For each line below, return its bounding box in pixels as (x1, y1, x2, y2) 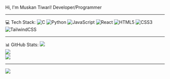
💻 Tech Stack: (5, 19, 36, 25)
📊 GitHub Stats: (5, 42, 39, 48)
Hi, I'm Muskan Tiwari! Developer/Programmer (5, 5, 102, 10)
